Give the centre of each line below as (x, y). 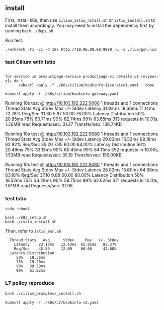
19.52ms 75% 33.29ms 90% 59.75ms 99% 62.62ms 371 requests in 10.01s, (82, 180)
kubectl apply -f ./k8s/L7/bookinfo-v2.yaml (52, 303)
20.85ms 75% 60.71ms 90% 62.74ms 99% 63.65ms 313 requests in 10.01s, (82, 119)
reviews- (150, 77)
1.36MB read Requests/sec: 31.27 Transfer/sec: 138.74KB (64, 124)
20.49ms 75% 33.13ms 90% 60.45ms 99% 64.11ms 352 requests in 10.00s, (82, 150)
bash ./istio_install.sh (31, 222)
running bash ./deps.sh (29, 31)
